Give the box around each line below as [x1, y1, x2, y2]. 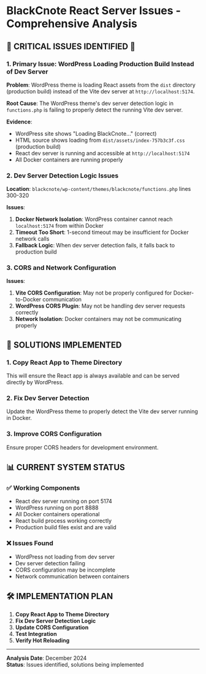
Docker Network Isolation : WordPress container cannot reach [15, 215, 173, 223]
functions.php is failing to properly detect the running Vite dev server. [6, 106, 183, 114]
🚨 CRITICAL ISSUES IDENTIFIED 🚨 [6, 41, 136, 52]
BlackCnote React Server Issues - [6, 4, 181, 18]
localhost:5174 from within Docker [15, 222, 104, 230]
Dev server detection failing [15, 559, 86, 567]
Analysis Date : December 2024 [6, 654, 87, 662]
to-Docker [15, 296, 42, 303]
